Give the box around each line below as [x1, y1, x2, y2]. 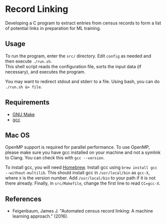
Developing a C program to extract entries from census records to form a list [5, 20, 162, 26]
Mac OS [5, 131, 30, 139]
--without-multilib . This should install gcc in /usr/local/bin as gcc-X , [5, 170, 150, 176]
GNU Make [12, 111, 35, 117]
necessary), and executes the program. [5, 69, 86, 75]
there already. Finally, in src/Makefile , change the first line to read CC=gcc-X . [5, 180, 161, 186]
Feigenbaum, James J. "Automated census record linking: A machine [12, 208, 154, 214]
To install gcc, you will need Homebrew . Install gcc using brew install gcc [5, 164, 158, 170]
